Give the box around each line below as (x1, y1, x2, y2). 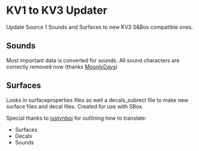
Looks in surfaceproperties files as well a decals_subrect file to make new (6, 96, 189, 104)
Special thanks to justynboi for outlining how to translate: (6, 114, 147, 122)
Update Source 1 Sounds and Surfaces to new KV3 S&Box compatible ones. (6, 23, 194, 31)
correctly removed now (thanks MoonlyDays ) (6, 63, 118, 70)
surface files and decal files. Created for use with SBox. (6, 102, 144, 110)
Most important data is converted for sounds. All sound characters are (6, 56, 180, 64)
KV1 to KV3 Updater (6, 4, 108, 17)
